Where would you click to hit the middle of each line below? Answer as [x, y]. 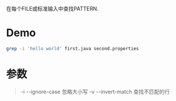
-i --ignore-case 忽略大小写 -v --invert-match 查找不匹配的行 [95, 92]
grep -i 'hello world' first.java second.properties [73, 48]
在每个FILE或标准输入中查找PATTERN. [52, 9]
